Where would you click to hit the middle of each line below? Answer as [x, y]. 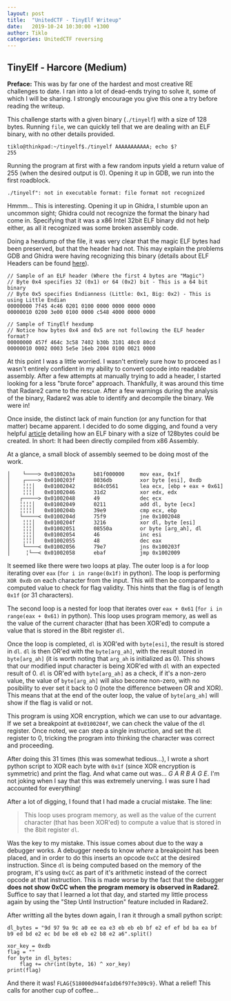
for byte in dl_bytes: [40, 958]
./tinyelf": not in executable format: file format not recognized [106, 193]
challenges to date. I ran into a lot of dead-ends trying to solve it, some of [111, 91]
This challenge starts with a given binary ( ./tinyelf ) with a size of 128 [107, 119]
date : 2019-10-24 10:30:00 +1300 [58, 26]
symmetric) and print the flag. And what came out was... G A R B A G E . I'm [113, 773]
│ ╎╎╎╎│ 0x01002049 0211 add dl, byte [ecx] [101, 504]
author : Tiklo [28, 33]
